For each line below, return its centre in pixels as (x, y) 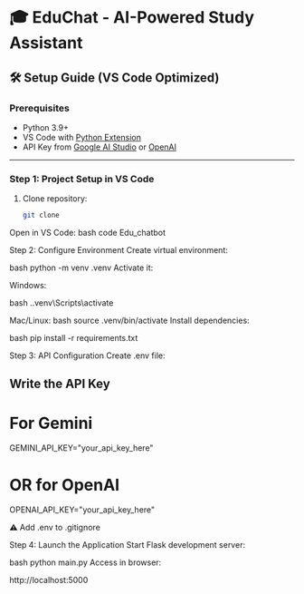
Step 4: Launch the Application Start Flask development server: (128, 545)
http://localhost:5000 (49, 580)
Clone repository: (55, 199)
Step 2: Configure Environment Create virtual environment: (119, 250)
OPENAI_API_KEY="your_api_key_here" (82, 510)
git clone (41, 215)
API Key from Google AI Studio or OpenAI (100, 147)
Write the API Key (60, 384)
